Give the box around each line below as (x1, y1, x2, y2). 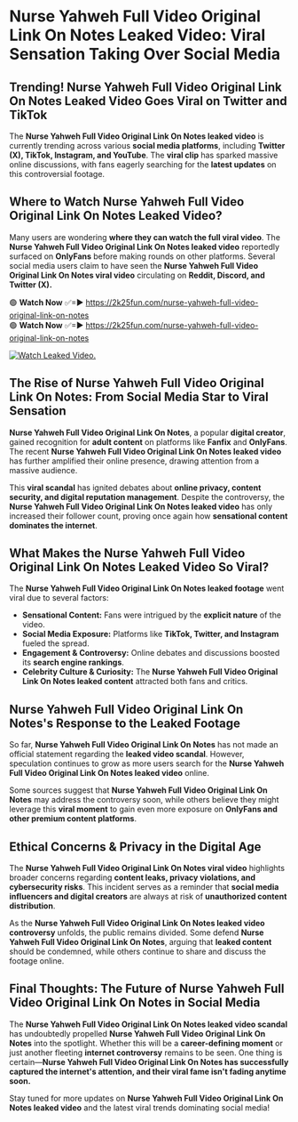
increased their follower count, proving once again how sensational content (9, 510, 288, 521)
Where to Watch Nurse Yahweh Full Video (9, 194, 245, 210)
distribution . (9, 900, 56, 911)
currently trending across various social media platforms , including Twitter (9, 141, 286, 150)
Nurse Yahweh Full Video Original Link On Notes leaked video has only (9, 501, 273, 512)
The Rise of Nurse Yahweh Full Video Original (9, 375, 264, 391)
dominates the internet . (9, 520, 98, 530)
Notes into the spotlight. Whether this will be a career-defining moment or (9, 1037, 284, 1048)
